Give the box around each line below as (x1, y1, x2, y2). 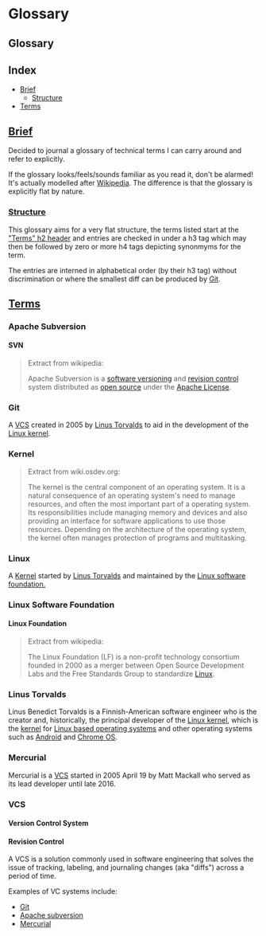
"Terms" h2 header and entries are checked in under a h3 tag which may (8, 233, 247, 243)
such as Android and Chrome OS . (8, 732, 118, 742)
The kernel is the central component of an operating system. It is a (27, 482, 246, 491)
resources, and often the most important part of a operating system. (27, 499, 251, 508)
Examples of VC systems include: (8, 887, 118, 896)
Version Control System (8, 818, 89, 828)
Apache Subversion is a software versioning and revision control (27, 374, 239, 383)
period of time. (8, 871, 57, 881)
